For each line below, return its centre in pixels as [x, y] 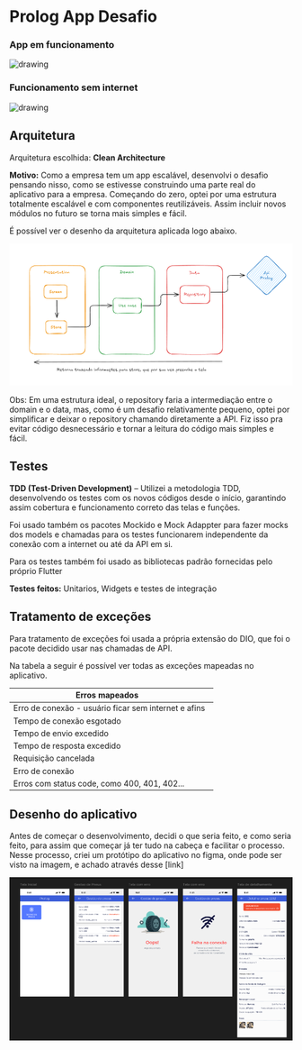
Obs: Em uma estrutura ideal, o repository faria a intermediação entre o [141, 400]
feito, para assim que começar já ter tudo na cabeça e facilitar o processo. [147, 845]
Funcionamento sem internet [74, 87]
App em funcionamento [62, 45]
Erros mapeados [107, 695]
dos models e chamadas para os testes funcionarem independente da [139, 534]
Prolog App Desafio [83, 17]
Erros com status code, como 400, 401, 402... [99, 783]
